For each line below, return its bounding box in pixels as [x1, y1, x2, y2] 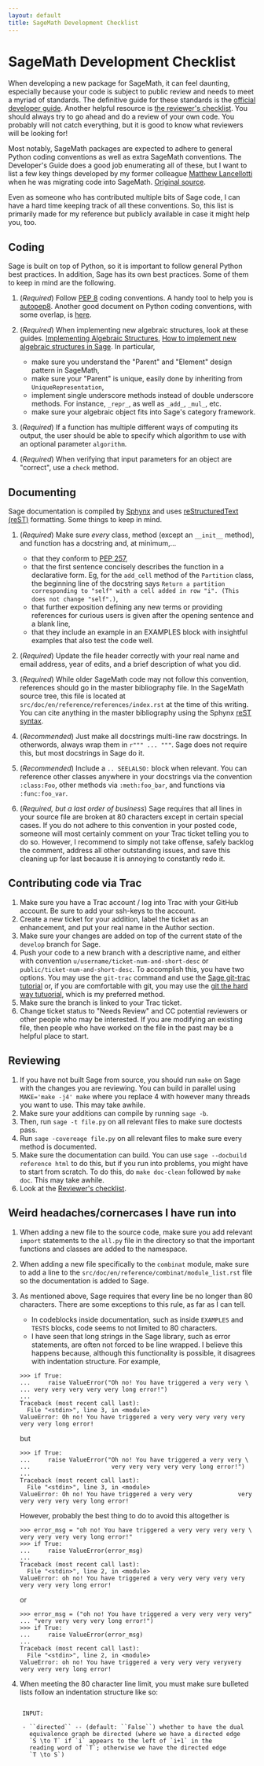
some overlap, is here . [19, 310, 92, 319]
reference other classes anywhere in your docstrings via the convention [19, 772, 253, 782]
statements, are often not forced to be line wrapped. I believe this [31, 1340, 244, 1349]
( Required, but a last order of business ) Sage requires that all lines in [19, 804, 242, 814]
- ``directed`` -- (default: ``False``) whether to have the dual [22, 1723, 244, 1731]
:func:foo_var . [19, 789, 68, 798]
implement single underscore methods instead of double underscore [31, 391, 254, 400]
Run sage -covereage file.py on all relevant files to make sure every [19, 1133, 242, 1142]
